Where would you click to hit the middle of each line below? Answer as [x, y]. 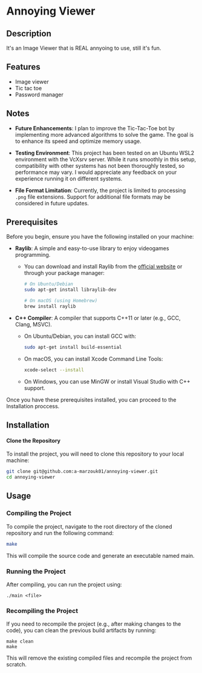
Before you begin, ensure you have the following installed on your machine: [100, 237]
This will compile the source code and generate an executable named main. [100, 555]
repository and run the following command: [60, 533]
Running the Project [36, 571]
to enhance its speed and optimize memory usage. [78, 141]
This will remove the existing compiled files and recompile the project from [99, 658]
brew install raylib [50, 307]
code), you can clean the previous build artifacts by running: [81, 631]
